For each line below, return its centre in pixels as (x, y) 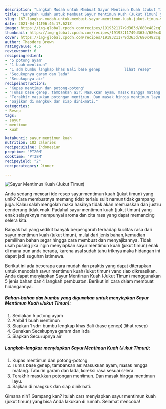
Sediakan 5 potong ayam (38, 316)
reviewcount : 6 (21, 51)
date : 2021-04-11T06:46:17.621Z (38, 23)
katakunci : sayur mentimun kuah (38, 138)
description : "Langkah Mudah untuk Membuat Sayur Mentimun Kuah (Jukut (80, 10)
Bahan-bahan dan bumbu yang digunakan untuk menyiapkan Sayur (77, 298)
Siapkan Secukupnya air (37, 336)
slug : (11, 19)
